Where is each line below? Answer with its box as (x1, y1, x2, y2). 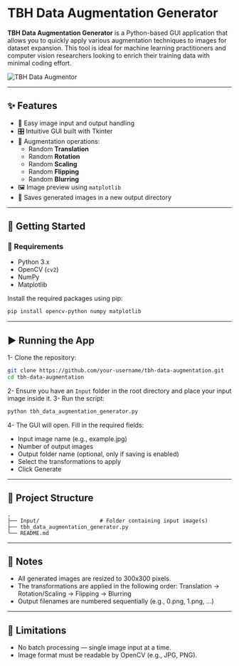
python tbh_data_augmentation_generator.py (7, 408, 139, 415)
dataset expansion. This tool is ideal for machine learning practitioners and (7, 43, 226, 52)
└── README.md (7, 529, 50, 536)
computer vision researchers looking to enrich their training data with (7, 51, 210, 60)
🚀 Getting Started (7, 221, 86, 233)
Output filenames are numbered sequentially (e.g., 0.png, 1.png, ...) (17, 597, 215, 606)
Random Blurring (28, 174, 80, 183)
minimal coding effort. (7, 58, 72, 67)
